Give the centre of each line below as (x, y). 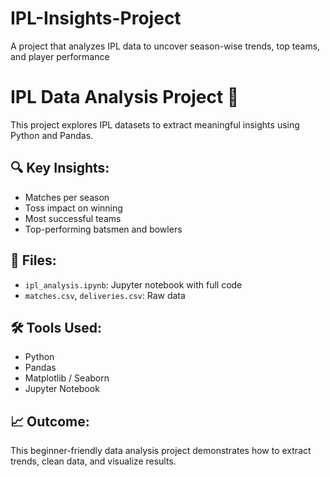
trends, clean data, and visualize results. (93, 461)
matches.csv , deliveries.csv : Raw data (105, 295)
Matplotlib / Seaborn (67, 378)
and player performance (60, 56)
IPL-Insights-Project (96, 18)
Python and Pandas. (52, 135)
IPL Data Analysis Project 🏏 (125, 97)
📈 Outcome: (50, 421)
